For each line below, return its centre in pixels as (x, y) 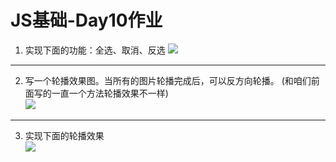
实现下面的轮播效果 (64, 135)
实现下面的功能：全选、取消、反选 (95, 50)
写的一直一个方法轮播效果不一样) (101, 93)
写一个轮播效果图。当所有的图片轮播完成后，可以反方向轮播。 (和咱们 (168, 80)
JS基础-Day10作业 (86, 20)
